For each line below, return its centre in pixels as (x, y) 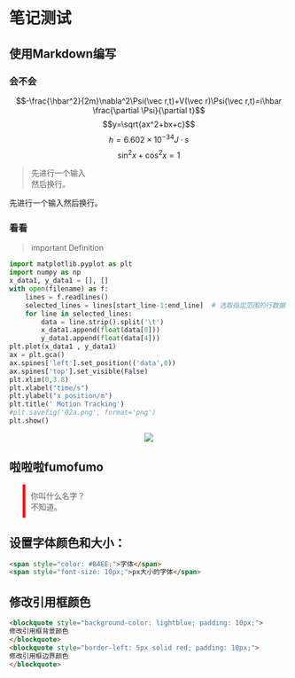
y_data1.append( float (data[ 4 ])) (101, 339)
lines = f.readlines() (67, 297)
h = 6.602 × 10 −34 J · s (149, 138)
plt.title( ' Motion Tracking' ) (67, 404)
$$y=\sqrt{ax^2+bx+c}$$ (149, 124)
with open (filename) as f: (59, 289)
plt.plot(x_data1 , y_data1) (63, 347)
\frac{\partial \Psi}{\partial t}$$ (149, 110)
